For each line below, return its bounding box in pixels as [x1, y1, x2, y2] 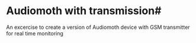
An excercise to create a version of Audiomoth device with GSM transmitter [6, 24, 191, 31]
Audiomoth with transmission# [6, 4, 162, 18]
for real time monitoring [6, 29, 64, 37]
